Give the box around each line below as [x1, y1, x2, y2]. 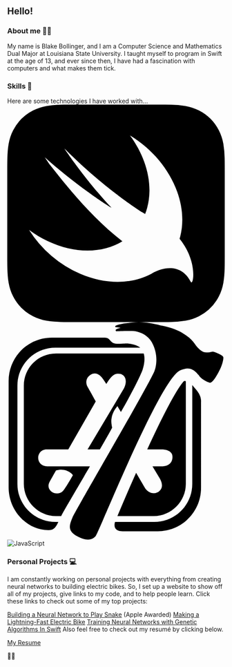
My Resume [7, 639, 41, 647]
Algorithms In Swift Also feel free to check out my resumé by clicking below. [7, 625, 224, 634]
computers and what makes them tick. [7, 64, 116, 72]
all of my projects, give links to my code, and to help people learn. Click [7, 590, 211, 598]
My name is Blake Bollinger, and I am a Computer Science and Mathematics [7, 41, 222, 50]
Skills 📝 [7, 81, 32, 90]
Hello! [7, 6, 33, 17]
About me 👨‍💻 [7, 26, 52, 36]
